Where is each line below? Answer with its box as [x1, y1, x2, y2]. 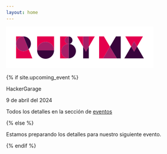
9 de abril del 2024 [6, 96, 53, 103]
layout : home [6, 9, 38, 15]
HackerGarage [6, 85, 42, 92]
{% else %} [6, 119, 34, 126]
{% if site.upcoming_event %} [6, 73, 78, 81]
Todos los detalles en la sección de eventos [6, 108, 113, 115]
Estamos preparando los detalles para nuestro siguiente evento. [6, 130, 162, 138]
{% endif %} [6, 142, 37, 149]
